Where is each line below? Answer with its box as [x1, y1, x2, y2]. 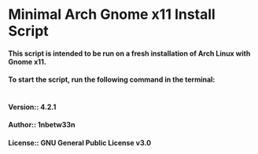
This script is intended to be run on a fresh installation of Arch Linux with [8, 49, 251, 58]
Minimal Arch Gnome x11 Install [8, 5, 216, 24]
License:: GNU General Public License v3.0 [8, 137, 152, 147]
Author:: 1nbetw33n [8, 120, 76, 130]
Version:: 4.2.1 [8, 102, 57, 112]
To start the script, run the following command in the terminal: [8, 75, 216, 84]
